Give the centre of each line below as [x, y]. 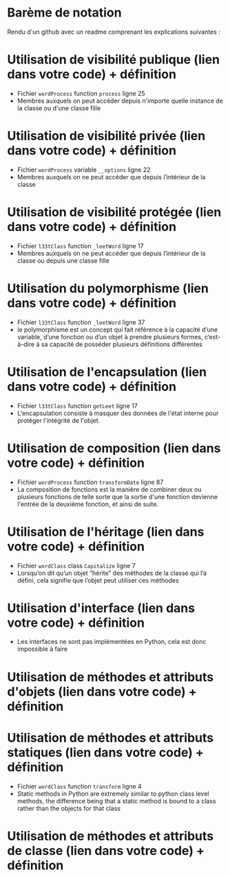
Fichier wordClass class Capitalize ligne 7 [76, 565]
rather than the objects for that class [69, 808]
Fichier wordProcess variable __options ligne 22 [84, 170]
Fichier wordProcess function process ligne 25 [81, 93]
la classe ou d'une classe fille [59, 108]
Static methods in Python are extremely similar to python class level [113, 794]
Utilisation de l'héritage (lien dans [106, 532]
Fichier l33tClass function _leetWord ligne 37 [81, 322]
